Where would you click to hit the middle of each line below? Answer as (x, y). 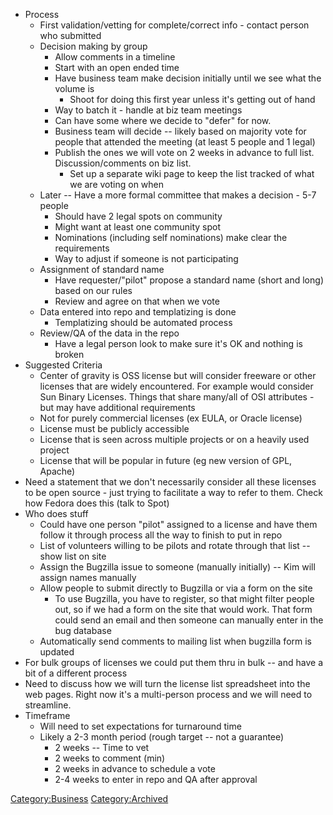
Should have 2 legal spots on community (138, 216)
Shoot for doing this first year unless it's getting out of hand (192, 99)
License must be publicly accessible (114, 428)
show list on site (73, 556)
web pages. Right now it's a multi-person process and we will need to (168, 694)
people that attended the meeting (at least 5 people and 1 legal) (185, 142)
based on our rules (93, 290)
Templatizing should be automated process (143, 322)
